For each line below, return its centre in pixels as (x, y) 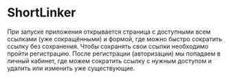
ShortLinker (42, 13)
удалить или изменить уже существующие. (71, 68)
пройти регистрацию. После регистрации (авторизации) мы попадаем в (114, 54)
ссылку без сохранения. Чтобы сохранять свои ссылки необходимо (108, 46)
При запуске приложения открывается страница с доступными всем (109, 32)
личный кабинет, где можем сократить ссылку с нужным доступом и (109, 60)
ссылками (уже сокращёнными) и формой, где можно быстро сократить (115, 38)
